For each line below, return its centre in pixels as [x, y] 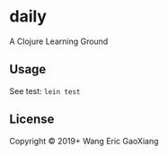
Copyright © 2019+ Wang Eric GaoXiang [84, 141]
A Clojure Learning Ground [59, 41]
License [32, 120]
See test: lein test [45, 90]
